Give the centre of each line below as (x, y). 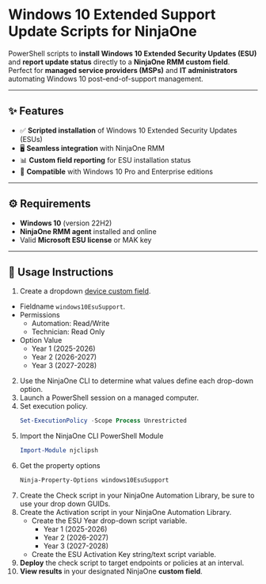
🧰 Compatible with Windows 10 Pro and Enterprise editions (116, 171)
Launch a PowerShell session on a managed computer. (109, 398)
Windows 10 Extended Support (112, 15)
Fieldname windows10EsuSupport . (72, 306)
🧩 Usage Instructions (61, 272)
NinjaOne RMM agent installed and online (88, 231)
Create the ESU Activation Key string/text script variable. (123, 554)
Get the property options (60, 466)
